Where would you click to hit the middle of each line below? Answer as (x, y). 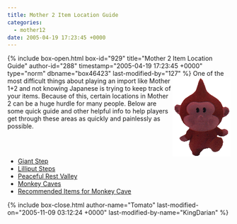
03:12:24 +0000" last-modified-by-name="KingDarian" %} (143, 213)
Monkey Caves (39, 184)
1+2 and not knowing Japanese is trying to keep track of (89, 89)
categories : (25, 22)
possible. (21, 126)
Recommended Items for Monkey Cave (74, 191)
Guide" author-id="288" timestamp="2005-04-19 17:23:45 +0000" (105, 66)
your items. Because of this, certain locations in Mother (88, 96)
